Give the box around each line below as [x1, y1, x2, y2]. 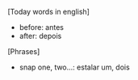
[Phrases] [7, 47, 40, 56]
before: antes [19, 23, 64, 32]
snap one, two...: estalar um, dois [19, 62, 130, 72]
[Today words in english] [7, 7, 90, 16]
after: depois [19, 32, 62, 40]
